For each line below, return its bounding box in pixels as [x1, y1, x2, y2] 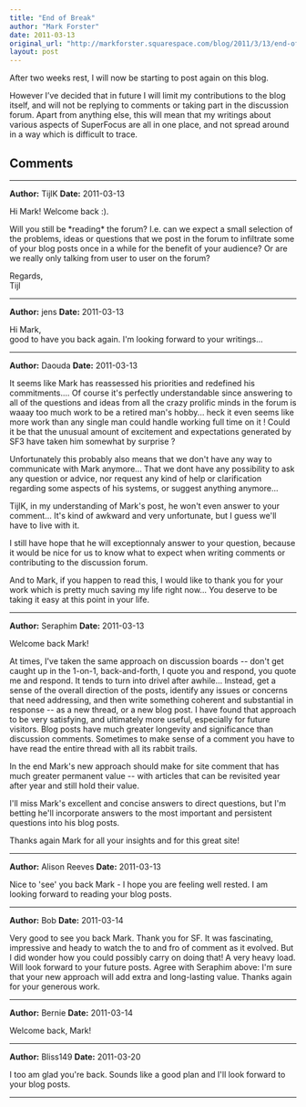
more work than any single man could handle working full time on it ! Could [9, 416, 291, 427]
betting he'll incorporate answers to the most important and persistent [9, 807, 272, 818]
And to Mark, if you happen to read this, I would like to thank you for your [9, 575, 284, 585]
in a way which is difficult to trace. [9, 129, 138, 140]
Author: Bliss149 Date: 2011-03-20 [9, 1051, 141, 1062]
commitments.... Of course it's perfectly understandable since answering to [9, 387, 293, 398]
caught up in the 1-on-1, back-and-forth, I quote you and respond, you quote [9, 665, 297, 676]
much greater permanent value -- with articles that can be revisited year [9, 770, 280, 781]
